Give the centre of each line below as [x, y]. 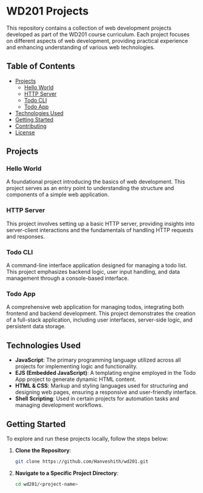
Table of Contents [41, 66]
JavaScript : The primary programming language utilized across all [98, 360]
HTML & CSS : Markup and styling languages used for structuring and [101, 386]
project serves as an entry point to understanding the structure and [90, 188]
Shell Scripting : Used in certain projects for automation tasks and [97, 399]
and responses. [26, 236]
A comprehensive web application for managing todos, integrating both [95, 307]
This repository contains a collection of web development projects [89, 28]
